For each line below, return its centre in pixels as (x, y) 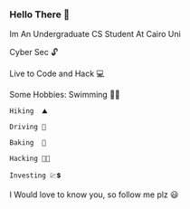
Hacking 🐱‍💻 (30, 159)
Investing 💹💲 (35, 176)
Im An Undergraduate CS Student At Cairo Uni (95, 34)
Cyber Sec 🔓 (34, 52)
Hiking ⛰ (28, 111)
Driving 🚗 (28, 127)
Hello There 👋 (40, 14)
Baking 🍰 (28, 143)
